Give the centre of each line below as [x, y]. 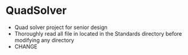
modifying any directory [44, 40]
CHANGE [26, 47]
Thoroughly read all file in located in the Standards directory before [98, 33]
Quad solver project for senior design [61, 27]
